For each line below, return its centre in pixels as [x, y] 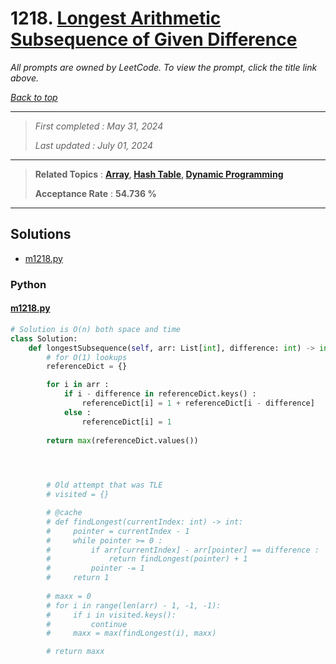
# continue [87, 624]
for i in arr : [78, 385]
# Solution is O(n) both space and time [96, 329]
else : [77, 412]
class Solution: [44, 338]
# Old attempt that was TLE [104, 485]
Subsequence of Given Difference [154, 39]
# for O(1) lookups [87, 357]
